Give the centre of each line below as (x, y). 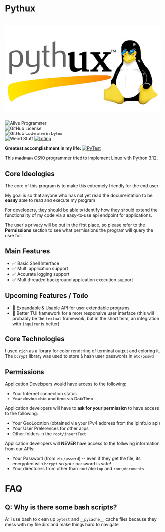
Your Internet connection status (44, 394)
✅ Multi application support (40, 268)
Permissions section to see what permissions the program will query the (79, 230)
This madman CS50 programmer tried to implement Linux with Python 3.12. (82, 158)
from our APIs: (20, 449)
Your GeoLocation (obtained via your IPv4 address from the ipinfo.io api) (86, 423)
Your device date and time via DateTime (53, 399)
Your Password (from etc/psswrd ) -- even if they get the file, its (76, 458)
